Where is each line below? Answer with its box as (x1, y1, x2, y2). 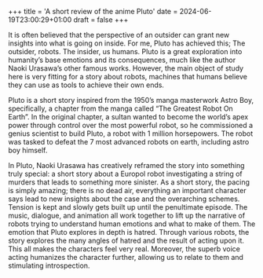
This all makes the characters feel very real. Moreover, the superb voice (8, 244, 241, 254)
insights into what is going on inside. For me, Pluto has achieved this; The (8, 38, 246, 48)
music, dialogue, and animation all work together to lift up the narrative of (8, 211, 246, 220)
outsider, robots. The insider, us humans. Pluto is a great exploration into (8, 47, 243, 56)
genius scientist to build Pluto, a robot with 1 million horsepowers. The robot (8, 129, 254, 138)
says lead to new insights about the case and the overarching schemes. (8, 194, 240, 203)
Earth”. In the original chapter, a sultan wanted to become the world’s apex (8, 112, 249, 121)
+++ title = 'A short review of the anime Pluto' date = (8, 7, 178, 16)
